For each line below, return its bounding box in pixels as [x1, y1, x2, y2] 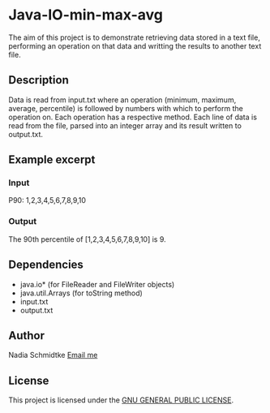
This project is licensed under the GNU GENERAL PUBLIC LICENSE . [8, 395, 234, 405]
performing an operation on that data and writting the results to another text [8, 41, 262, 50]
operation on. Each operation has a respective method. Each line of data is [8, 112, 258, 122]
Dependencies [8, 258, 84, 272]
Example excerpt [8, 153, 96, 167]
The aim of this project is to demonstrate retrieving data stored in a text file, [8, 32, 261, 42]
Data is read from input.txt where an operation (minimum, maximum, [8, 95, 237, 105]
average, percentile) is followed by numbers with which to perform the [8, 103, 243, 113]
